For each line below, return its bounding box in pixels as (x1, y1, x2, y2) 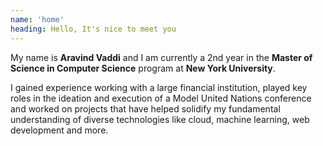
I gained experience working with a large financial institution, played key (10, 81, 308, 93)
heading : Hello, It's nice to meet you (10, 24, 177, 34)
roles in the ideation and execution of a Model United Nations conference (10, 92, 312, 104)
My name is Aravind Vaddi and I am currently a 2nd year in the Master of (10, 51, 313, 63)
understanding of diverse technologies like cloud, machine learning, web (10, 113, 310, 125)
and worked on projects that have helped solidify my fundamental (10, 102, 281, 115)
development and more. (10, 124, 109, 136)
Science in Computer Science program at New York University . (10, 62, 276, 74)
